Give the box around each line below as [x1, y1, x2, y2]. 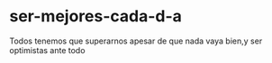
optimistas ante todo [9, 44, 86, 55]
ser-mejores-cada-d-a [9, 6, 183, 27]
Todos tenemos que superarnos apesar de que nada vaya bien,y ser [9, 35, 263, 46]
